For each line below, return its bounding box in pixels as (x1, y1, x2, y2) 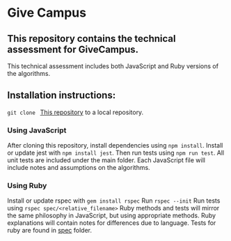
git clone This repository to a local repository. (7, 108, 144, 116)
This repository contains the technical (7, 33, 176, 45)
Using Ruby (7, 181, 47, 191)
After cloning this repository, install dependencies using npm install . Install (7, 141, 223, 150)
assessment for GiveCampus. (7, 43, 139, 55)
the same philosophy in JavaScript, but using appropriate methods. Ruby (7, 211, 216, 220)
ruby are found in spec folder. (7, 226, 93, 235)
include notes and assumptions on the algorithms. (7, 164, 151, 172)
